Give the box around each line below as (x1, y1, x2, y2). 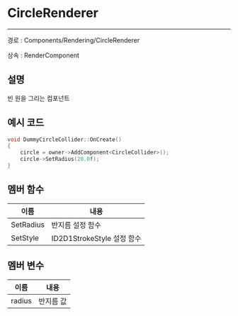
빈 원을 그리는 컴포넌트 (7, 94, 70, 102)
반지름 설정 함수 (51, 220, 101, 230)
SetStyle (11, 232, 39, 242)
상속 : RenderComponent (7, 51, 80, 60)
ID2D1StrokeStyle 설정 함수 (51, 233, 142, 243)
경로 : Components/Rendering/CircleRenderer (7, 35, 140, 44)
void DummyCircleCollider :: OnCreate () (7, 136, 122, 143)
